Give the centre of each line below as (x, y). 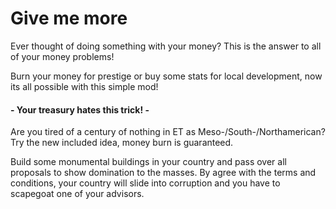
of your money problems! (62, 56)
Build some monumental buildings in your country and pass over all (148, 162)
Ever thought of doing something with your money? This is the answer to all (166, 46)
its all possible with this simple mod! (84, 86)
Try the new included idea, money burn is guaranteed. (122, 143)
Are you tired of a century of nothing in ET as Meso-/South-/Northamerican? (168, 132)
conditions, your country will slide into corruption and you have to (145, 183)
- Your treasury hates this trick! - (80, 109)
